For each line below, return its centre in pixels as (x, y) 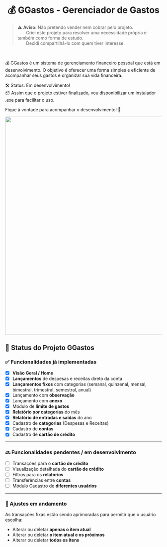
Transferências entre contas (42, 480)
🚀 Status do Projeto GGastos (50, 348)
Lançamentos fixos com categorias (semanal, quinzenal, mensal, (79, 384)
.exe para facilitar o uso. (30, 100)
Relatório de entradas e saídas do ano (52, 418)
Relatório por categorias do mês (46, 412)
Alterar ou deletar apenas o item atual (51, 530)
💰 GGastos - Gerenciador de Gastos (83, 10)
